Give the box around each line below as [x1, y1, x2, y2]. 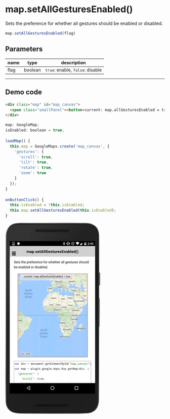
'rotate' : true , [18, 165, 53, 170]
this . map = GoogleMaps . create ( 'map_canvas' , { [10, 143, 110, 149]
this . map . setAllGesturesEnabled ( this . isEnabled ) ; [10, 208, 116, 213]
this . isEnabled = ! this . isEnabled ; [10, 203, 85, 208]
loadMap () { [5, 138, 30, 143]
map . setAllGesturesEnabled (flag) [5, 30, 76, 36]
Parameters [5, 45, 43, 54]
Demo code [5, 88, 42, 97]
